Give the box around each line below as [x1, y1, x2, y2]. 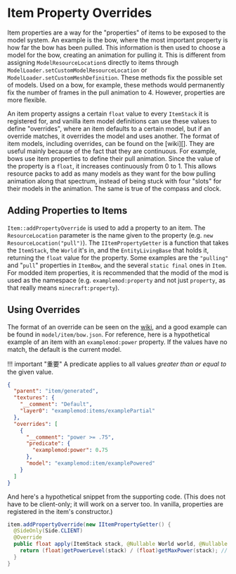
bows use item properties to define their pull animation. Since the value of [7, 154, 221, 163]
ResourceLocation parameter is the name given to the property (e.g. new [7, 231, 214, 239]
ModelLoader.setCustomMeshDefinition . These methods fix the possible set [7, 73, 223, 82]
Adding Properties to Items [7, 204, 128, 216]
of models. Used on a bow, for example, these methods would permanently [7, 80, 225, 89]
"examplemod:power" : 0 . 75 [32, 446, 109, 454]
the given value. [7, 367, 54, 376]
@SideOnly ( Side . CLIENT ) [13, 527, 83, 535]
